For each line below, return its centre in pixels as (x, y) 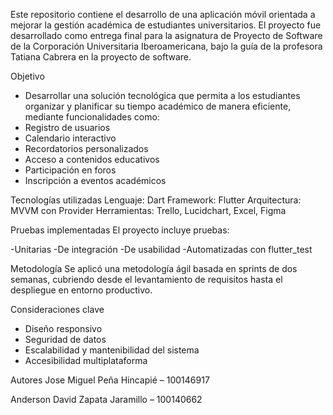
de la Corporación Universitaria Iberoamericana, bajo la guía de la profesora (166, 46)
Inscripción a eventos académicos (95, 180)
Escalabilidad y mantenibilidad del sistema (112, 350)
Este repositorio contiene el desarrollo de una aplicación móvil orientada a (163, 14)
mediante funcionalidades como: (92, 117)
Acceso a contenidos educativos (92, 159)
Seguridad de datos (65, 339)
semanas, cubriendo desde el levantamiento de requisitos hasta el (146, 279)
